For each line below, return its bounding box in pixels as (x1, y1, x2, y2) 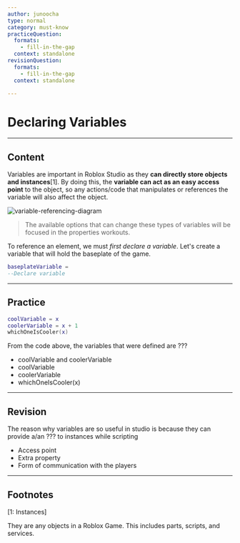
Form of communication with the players (17, 462, 137, 470)
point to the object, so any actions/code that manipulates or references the (7, 185, 229, 194)
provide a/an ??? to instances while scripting (7, 432, 139, 441)
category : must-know (7, 24, 69, 31)
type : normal (7, 17, 46, 24)
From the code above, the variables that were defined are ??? (7, 342, 188, 350)
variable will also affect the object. (7, 193, 109, 201)
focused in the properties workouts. (24, 228, 131, 236)
